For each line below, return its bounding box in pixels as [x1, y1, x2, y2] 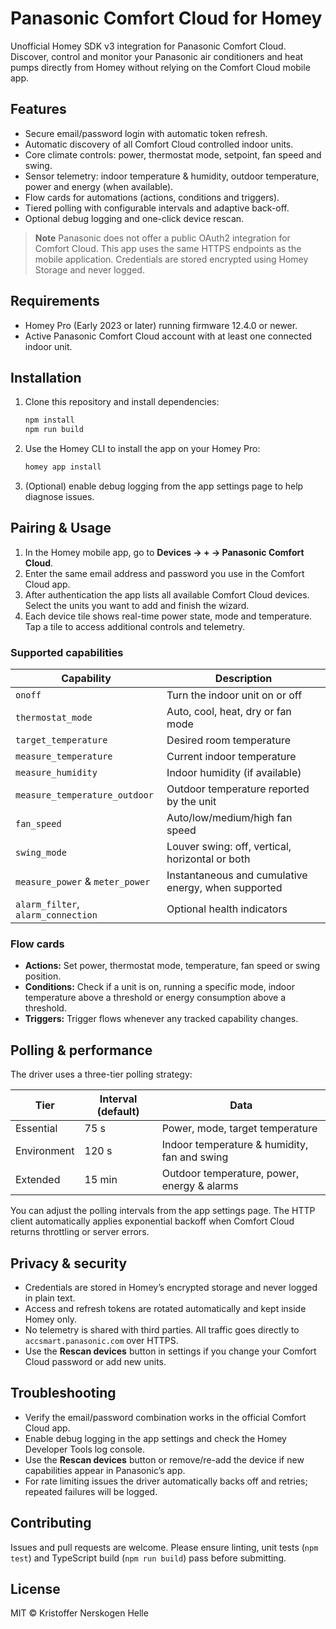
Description [214, 672, 273, 686]
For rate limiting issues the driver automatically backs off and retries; [24, 1475, 308, 1487]
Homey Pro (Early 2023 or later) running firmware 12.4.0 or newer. [24, 319, 298, 331]
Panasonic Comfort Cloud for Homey [10, 7, 323, 30]
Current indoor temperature [166, 750, 297, 764]
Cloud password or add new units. [24, 1356, 167, 1368]
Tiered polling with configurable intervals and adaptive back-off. [24, 202, 290, 214]
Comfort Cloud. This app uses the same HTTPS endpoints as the [34, 242, 302, 254]
